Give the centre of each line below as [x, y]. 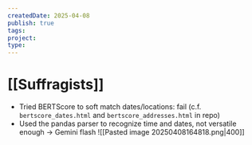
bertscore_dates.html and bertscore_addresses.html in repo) [120, 116]
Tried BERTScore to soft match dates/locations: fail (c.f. [110, 107]
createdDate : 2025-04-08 [49, 16]
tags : [16, 30]
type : [16, 45]
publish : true [31, 23]
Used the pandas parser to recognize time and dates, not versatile [128, 123]
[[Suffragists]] [56, 85]
